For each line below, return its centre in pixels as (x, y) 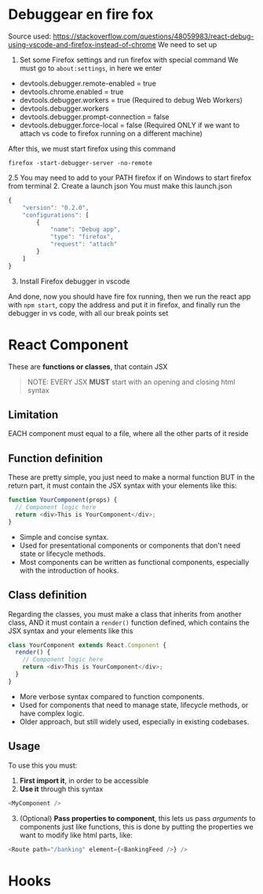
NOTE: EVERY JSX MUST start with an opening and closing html (131, 382)
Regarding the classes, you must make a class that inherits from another (125, 614)
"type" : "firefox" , (82, 237)
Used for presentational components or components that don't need (130, 545)
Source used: (30, 36)
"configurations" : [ (56, 215)
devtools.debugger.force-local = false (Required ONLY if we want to (130, 125)
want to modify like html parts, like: (76, 835)
